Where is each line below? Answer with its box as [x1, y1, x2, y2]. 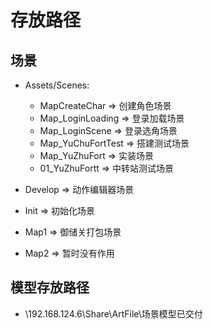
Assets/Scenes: [24, 79, 90, 91]
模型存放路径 [10, 279, 90, 296]
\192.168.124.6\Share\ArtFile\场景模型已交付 [24, 307, 203, 320]
